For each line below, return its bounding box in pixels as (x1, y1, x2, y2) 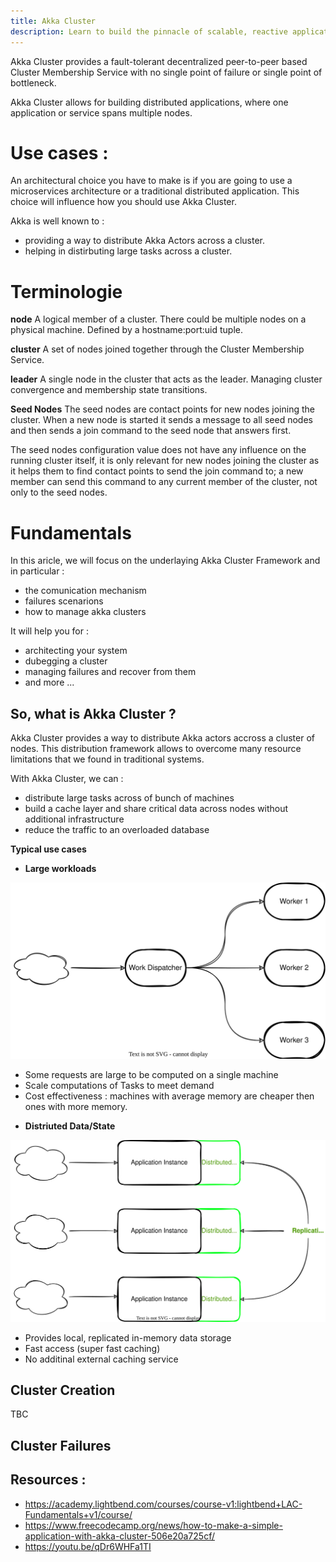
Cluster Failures (10, 1437, 112, 1454)
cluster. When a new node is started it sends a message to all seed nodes (10, 414, 313, 426)
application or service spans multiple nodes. (10, 106, 193, 119)
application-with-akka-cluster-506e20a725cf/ (24, 1530, 215, 1542)
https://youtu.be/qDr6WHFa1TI (24, 1540, 152, 1552)
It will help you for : (10, 625, 90, 637)
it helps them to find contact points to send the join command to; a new (10, 465, 304, 477)
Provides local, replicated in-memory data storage (24, 1331, 232, 1344)
